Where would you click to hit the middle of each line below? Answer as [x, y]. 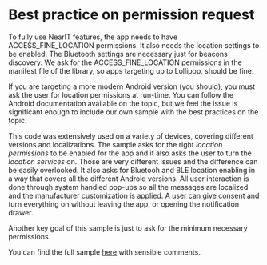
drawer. [21, 212]
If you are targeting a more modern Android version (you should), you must [132, 86]
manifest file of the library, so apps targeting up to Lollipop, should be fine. [131, 70]
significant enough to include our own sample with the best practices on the [133, 112]
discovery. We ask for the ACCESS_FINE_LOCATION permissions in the [125, 62]
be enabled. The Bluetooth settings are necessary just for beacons [118, 54]
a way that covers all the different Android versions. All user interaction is [129, 179]
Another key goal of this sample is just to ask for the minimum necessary [128, 228]
